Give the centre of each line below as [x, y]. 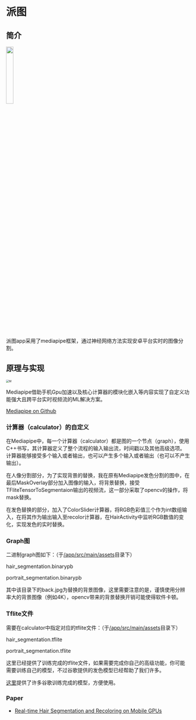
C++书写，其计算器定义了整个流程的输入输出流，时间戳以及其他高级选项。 [96, 449]
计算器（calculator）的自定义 [48, 427]
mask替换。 [20, 497]
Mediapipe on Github [31, 411]
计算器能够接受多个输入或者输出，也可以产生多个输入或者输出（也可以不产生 [98, 456]
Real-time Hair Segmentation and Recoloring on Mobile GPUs [88, 711]
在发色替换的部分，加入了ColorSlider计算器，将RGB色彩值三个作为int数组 [94, 510]
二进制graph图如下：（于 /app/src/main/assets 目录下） [71, 555]
